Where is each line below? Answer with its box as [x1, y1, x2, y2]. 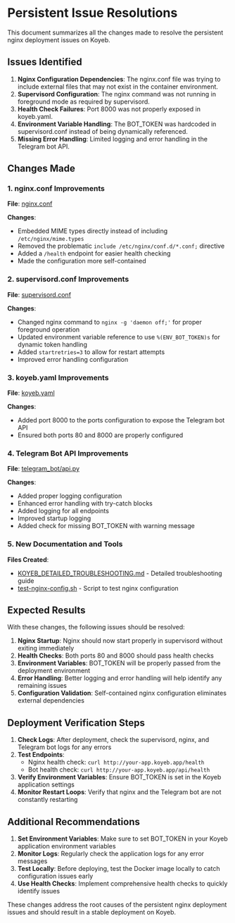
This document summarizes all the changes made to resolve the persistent [7, 28, 224, 37]
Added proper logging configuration [17, 491, 122, 501]
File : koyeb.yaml [7, 389, 55, 397]
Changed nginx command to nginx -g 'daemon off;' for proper [17, 318, 202, 326]
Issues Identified [7, 56, 82, 68]
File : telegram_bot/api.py [7, 465, 80, 473]
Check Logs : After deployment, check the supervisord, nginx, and [17, 736, 210, 744]
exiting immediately [17, 644, 75, 653]
